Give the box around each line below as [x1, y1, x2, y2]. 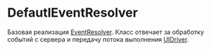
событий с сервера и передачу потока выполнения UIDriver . [7, 35, 189, 43]
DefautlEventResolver [7, 5, 139, 21]
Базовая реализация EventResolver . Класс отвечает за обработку [7, 28, 205, 36]
